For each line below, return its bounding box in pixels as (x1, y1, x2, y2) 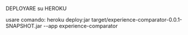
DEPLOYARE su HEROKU (5, 5, 67, 12)
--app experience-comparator (43, 23, 118, 29)
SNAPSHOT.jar (5, 23, 43, 29)
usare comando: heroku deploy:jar (5, 16, 90, 23)
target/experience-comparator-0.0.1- (91, 16, 183, 23)
